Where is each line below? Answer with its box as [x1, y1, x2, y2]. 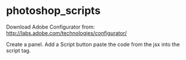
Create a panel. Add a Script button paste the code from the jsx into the [6, 41, 180, 48]
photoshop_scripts [6, 4, 101, 17]
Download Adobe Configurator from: [6, 23, 95, 30]
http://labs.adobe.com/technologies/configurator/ [6, 29, 127, 36]
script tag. [6, 47, 31, 54]
